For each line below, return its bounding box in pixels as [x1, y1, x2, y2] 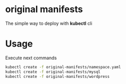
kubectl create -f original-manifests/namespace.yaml [5, 64, 121, 69]
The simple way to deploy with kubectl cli [5, 20, 93, 26]
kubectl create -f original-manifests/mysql [5, 69, 101, 74]
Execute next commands [5, 55, 57, 61]
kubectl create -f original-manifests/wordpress [5, 74, 110, 79]
